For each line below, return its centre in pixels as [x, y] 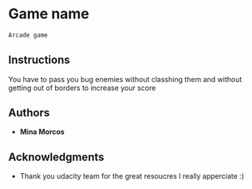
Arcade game [28, 35]
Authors [29, 113]
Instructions [39, 60]
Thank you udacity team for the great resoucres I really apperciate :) [132, 176]
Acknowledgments [57, 157]
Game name [49, 14]
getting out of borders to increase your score [82, 88]
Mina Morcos [42, 132]
